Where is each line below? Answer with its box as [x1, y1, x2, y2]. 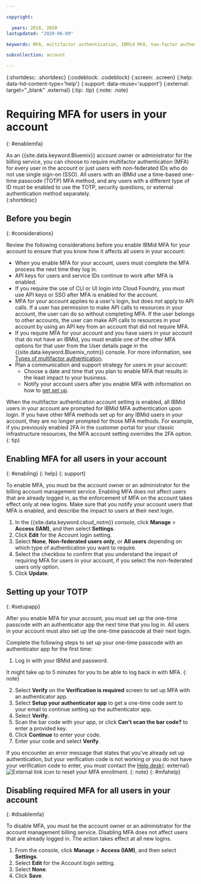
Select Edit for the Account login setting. [14, 859, 115, 867]
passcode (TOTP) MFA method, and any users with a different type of [18, 178, 190, 185]
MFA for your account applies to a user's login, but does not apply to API [14, 297, 194, 305]
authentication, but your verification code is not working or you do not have [6, 755, 193, 762]
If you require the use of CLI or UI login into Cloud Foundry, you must [14, 284, 185, 291]
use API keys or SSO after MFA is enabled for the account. [14, 291, 159, 298]
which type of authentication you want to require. [14, 544, 136, 551]
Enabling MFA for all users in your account [6, 454, 167, 464]
